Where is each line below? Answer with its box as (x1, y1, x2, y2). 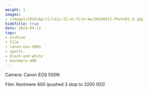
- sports (5, 49, 23, 54)
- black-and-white (5, 53, 43, 59)
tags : (5, 30, 16, 35)
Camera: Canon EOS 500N (5, 72, 60, 78)
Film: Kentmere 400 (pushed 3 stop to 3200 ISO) (5, 82, 105, 88)
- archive (5, 35, 26, 40)
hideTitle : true (5, 21, 39, 26)
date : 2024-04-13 (5, 26, 41, 31)
